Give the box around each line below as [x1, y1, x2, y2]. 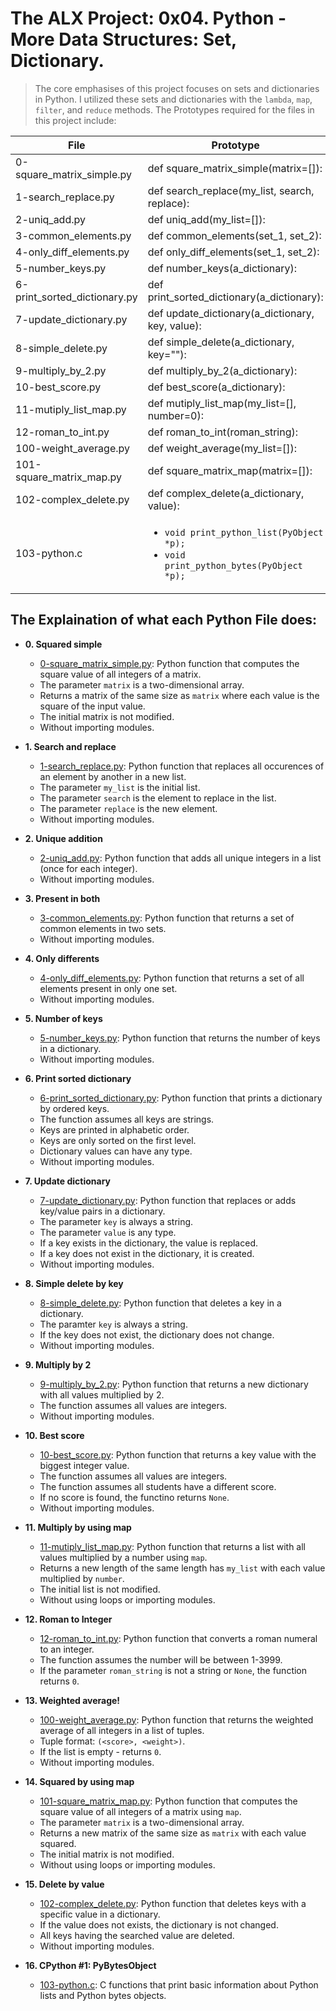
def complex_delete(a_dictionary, [147, 486, 305, 500]
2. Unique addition [24, 832, 103, 844]
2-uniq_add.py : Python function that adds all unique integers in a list [39, 852, 322, 864]
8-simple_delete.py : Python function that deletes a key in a [39, 1297, 282, 1309]
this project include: [34, 114, 117, 126]
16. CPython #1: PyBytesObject [24, 1959, 157, 1971]
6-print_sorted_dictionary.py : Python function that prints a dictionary [39, 1092, 323, 1104]
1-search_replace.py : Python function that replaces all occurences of [39, 760, 325, 772]
